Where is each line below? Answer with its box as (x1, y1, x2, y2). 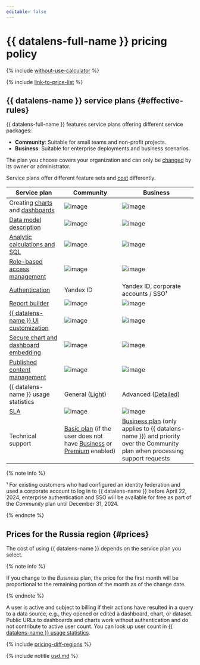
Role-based (9, 258, 43, 266)
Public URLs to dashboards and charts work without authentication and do (6, 617, 189, 624)
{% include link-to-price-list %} (6, 78, 83, 85)
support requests (121, 454, 170, 463)
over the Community (121, 440, 179, 448)
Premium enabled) (64, 447, 116, 455)
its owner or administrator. (6, 163, 71, 170)
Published (9, 358, 37, 367)
